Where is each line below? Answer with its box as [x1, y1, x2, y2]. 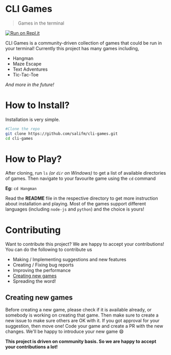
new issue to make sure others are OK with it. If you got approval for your [5, 318, 160, 324]
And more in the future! [5, 81, 55, 88]
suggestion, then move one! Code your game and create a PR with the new [5, 323, 163, 329]
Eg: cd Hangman [5, 185, 37, 192]
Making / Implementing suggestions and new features [12, 257, 126, 263]
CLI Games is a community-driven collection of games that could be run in [5, 39, 162, 46]
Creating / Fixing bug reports [12, 262, 74, 268]
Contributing [5, 224, 61, 236]
